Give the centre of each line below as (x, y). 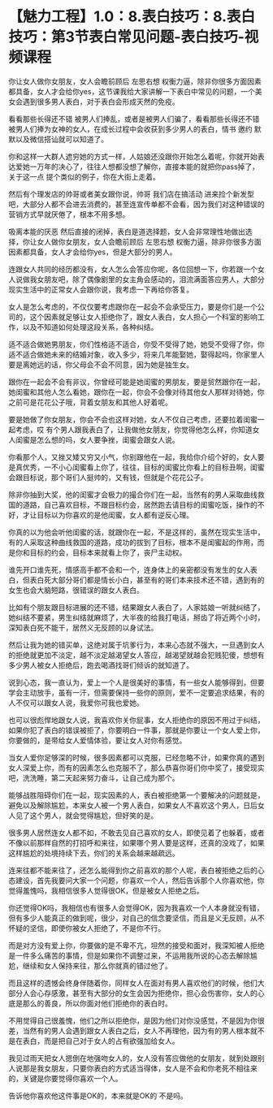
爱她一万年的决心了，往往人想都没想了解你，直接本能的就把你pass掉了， (137, 167)
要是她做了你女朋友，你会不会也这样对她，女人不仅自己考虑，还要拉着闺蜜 (133, 419)
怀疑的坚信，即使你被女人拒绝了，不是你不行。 (87, 928)
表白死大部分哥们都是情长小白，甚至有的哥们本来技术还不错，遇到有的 (147, 580)
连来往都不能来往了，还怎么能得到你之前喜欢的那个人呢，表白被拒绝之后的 (133, 870)
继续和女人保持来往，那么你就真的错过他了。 (97, 965)
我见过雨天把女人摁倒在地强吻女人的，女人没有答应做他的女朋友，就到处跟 (133, 1058)
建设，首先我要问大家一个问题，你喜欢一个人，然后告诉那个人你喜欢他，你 (140, 880)
